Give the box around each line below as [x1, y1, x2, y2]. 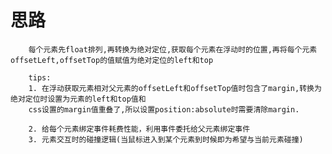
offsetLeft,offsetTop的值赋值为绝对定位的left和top [10, 55, 214, 65]
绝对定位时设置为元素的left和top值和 [10, 94, 147, 104]
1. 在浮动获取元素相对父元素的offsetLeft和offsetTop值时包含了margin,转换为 [28, 83, 322, 93]
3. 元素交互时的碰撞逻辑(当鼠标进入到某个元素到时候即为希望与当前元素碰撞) [28, 134, 304, 145]
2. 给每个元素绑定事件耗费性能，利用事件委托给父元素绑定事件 [28, 124, 251, 134]
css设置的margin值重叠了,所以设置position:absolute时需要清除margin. [28, 104, 300, 115]
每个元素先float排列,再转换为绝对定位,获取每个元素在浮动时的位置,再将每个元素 [28, 44, 318, 55]
